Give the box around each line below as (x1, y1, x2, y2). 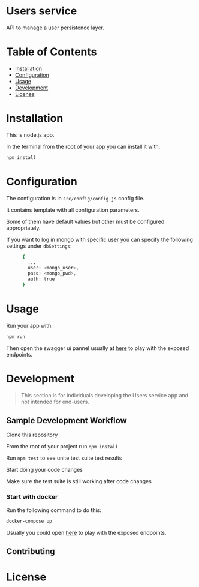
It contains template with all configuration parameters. (6, 206, 140, 214)
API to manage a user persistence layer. (6, 24, 105, 31)
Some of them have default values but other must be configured (6, 218, 165, 225)
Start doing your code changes (6, 466, 83, 474)
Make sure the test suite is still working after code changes (6, 478, 152, 485)
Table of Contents (6, 45, 97, 59)
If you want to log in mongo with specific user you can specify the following (6, 236, 194, 243)
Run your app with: (6, 322, 53, 329)
